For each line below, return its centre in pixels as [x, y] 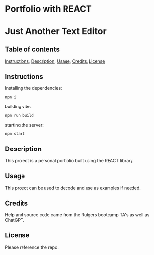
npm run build [20, 115]
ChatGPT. [15, 220]
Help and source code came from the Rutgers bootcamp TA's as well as [77, 215]
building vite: [18, 106]
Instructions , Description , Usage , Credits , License [55, 61]
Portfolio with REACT [48, 9]
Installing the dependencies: [33, 88]
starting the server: [24, 125]
